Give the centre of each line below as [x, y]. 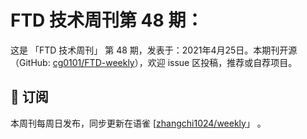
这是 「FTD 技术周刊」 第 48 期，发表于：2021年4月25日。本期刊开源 [154, 50]
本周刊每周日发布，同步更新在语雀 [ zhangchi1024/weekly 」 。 [138, 123]
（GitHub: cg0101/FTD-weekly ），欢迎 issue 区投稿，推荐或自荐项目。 [154, 62]
